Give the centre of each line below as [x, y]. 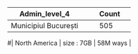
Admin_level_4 [45, 14]
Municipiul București [45, 26]
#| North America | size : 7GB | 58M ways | [69, 43]
